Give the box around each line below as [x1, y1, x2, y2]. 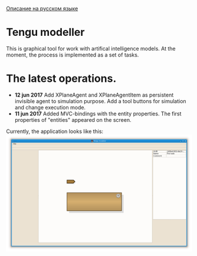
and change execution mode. [14, 104, 86, 111]
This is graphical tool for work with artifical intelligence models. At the [6, 45, 176, 52]
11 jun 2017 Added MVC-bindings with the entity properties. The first [14, 110, 182, 117]
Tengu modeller [6, 26, 85, 39]
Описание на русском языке [6, 5, 78, 12]
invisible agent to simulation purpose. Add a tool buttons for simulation [14, 97, 187, 105]
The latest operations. [6, 72, 117, 85]
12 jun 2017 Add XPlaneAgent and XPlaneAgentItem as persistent [14, 91, 174, 98]
